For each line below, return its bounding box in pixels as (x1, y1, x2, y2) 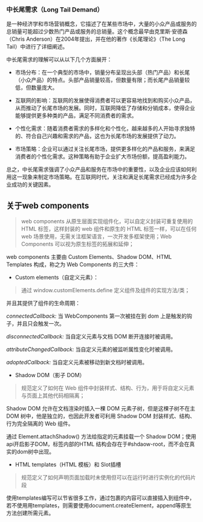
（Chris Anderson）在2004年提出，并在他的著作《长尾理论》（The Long (6, 35, 185, 43)
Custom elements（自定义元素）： (14, 274, 98, 281)
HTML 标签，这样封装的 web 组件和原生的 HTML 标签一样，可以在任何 (21, 226, 197, 233)
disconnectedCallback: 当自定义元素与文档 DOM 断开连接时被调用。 (6, 333, 176, 340)
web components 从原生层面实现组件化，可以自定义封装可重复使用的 (21, 218, 193, 225)
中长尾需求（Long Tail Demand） (6, 5, 104, 13)
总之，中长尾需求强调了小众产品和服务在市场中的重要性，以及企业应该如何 (6, 166, 192, 173)
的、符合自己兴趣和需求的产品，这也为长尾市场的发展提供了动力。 (14, 132, 179, 140)
